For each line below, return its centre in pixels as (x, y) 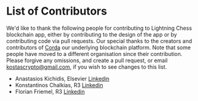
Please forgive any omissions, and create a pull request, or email (87, 60)
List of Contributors (57, 11)
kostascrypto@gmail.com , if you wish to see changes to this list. (87, 67)
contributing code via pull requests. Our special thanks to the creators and (99, 41)
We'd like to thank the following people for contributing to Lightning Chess (99, 28)
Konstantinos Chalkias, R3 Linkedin (59, 85)
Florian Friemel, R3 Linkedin (50, 91)
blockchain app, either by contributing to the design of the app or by (92, 34)
